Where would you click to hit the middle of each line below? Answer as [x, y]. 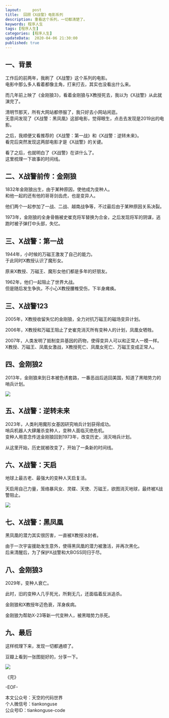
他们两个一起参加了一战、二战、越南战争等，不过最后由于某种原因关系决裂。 [85, 207]
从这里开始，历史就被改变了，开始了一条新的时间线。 [61, 447]
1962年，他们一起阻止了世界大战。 [41, 282]
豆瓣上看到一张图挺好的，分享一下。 [43, 657]
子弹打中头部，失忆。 [41, 224]
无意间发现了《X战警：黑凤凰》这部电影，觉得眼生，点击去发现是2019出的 [82, 118]
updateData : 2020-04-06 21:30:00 [42, 38]
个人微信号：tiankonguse [31, 704]
